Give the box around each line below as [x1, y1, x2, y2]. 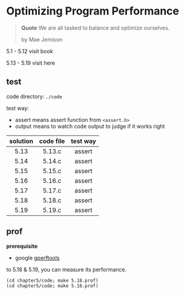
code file [39, 137, 65, 145]
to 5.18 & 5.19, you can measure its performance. [6, 265, 127, 273]
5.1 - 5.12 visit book [6, 47, 53, 55]
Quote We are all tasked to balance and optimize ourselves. [21, 24, 170, 31]
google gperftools [15, 254, 60, 261]
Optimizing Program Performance [6, 4, 180, 18]
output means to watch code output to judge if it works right [15, 122, 165, 130]
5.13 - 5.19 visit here [6, 59, 56, 66]
